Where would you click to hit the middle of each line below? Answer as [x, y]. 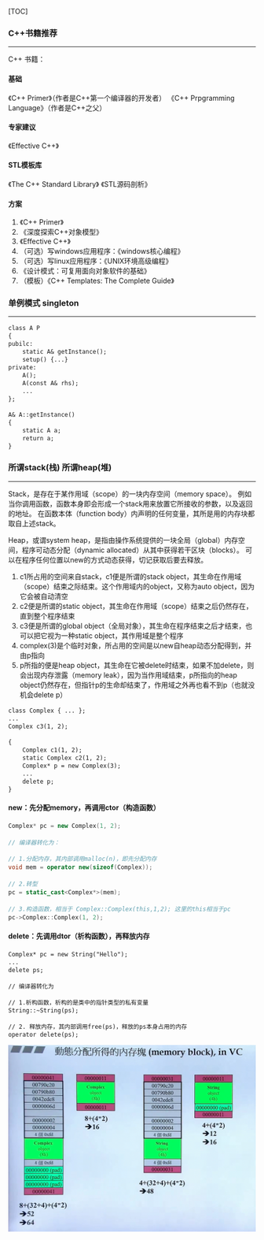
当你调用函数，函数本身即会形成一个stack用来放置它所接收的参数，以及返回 [130, 503]
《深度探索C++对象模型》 [61, 232]
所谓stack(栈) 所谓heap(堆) [60, 468]
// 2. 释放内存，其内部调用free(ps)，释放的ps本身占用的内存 [98, 1027]
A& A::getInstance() [42, 415]
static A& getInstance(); [65, 352]
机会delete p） [43, 694]
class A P [24, 329]
